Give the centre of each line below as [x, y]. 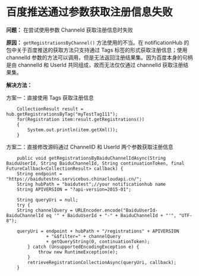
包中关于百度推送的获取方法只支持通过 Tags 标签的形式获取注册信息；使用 [97, 50]
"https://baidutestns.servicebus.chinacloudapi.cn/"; [74, 179]
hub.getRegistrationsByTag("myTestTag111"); [62, 114]
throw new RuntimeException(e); [78, 252]
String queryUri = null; [48, 200]
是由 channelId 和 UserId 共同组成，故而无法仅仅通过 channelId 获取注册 [95, 65]
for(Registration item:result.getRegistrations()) [81, 119]
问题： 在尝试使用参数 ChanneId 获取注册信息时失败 [70, 30]
